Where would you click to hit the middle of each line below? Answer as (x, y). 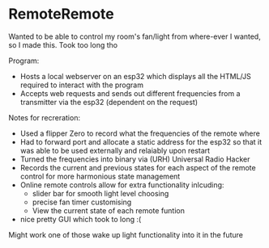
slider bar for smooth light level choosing (100, 193)
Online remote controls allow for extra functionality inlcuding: (122, 185)
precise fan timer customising (82, 202)
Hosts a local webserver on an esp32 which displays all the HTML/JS (135, 76)
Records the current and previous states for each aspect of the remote (138, 167)
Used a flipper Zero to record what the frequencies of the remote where (140, 133)
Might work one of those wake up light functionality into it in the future (126, 234)
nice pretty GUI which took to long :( (81, 219)
